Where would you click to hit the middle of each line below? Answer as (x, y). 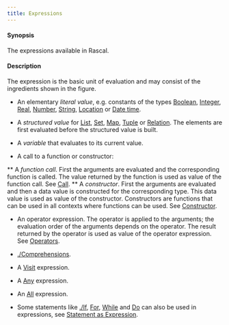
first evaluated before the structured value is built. (87, 130)
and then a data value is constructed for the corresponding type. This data (112, 192)
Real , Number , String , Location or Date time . (79, 109)
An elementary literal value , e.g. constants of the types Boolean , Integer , (119, 102)
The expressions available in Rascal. (58, 50)
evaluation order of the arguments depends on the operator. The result (117, 226)
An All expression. (42, 294)
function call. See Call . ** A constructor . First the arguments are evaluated (112, 184)
